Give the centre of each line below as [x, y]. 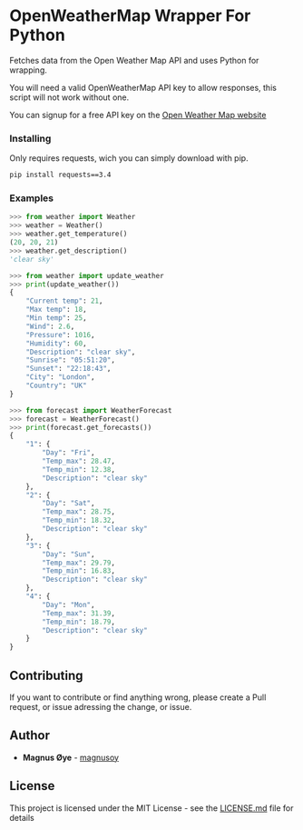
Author [29, 736]
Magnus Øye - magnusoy [71, 757]
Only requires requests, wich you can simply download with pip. [129, 158]
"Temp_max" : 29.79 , [79, 563]
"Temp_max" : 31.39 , [79, 613]
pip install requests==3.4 [60, 175]
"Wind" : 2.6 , [50, 326]
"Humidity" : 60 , [57, 343]
